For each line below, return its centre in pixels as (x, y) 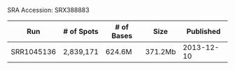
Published (204, 32)
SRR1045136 (34, 52)
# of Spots (81, 32)
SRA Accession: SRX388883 (48, 10)
